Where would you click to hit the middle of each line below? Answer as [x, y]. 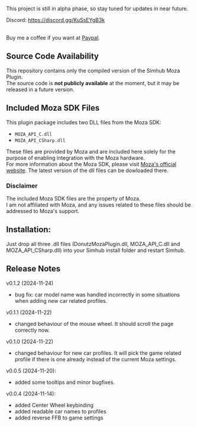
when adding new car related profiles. [61, 300]
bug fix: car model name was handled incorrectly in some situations [97, 295]
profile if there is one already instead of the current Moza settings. [96, 359]
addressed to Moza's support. [43, 211]
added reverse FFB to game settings [59, 418]
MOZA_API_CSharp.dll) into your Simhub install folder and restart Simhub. [96, 250]
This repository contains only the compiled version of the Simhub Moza [93, 70]
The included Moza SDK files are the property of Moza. [73, 198]
